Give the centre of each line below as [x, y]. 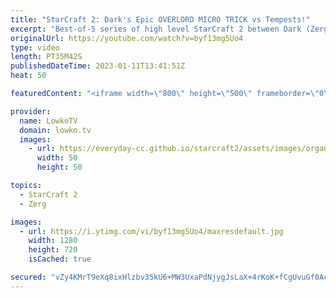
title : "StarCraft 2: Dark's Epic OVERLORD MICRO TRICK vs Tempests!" [160, 19]
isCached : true [60, 259]
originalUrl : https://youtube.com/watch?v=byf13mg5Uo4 [127, 38]
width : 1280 [53, 241]
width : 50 [57, 158]
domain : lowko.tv [55, 130]
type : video [35, 47]
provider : [31, 111]
